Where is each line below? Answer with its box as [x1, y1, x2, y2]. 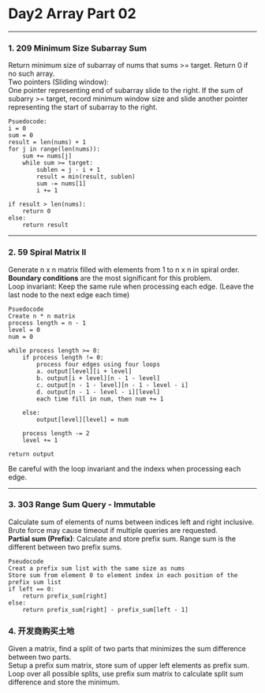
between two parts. [8, 652, 72, 662]
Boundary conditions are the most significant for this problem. [8, 273, 213, 282]
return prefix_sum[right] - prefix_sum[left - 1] [22, 605, 189, 613]
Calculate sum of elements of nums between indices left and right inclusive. [8, 517, 255, 527]
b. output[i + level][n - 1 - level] [36, 374, 160, 382]
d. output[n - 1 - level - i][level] [36, 388, 160, 396]
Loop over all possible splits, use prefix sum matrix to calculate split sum [8, 669, 244, 679]
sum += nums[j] [22, 152, 73, 160]
